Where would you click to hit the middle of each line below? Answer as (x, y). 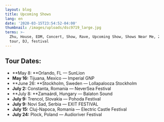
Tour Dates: (23, 61)
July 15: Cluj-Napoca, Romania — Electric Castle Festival (69, 109)
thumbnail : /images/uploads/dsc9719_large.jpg (53, 28)
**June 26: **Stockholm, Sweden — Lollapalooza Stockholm (74, 83)
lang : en (14, 19)
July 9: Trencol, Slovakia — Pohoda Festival (56, 99)
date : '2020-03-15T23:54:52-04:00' (41, 23)
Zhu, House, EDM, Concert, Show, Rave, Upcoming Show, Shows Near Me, (83, 37)
